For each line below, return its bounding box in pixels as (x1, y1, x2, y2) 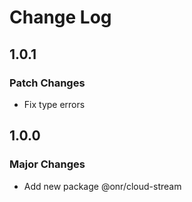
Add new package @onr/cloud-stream (23, 180, 182, 192)
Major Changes (9, 157, 86, 171)
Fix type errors (23, 98, 86, 110)
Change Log (9, 6, 112, 29)
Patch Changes (9, 76, 86, 90)
